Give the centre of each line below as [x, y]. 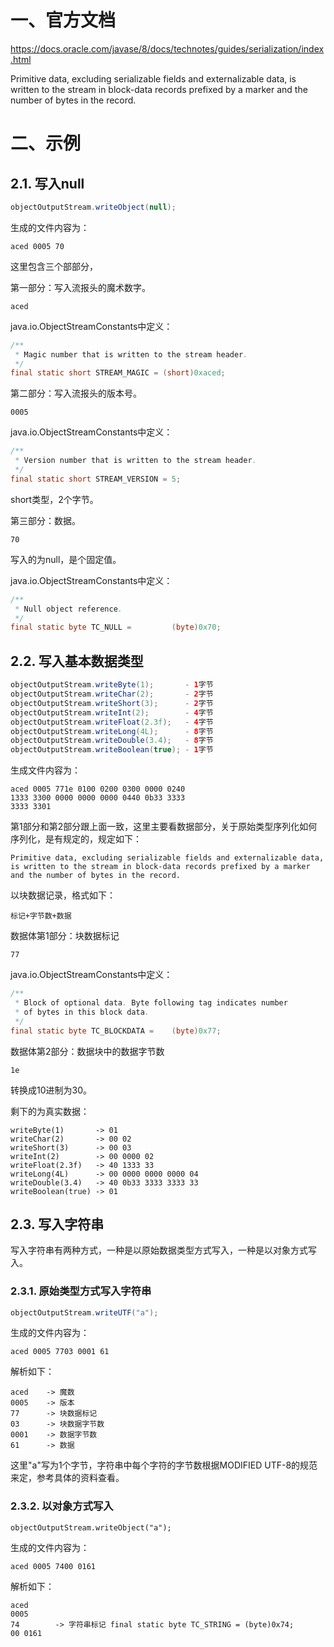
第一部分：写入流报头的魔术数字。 [80, 287]
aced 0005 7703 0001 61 [60, 1352]
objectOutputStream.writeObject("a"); [91, 1527]
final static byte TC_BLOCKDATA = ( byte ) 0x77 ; [116, 1031]
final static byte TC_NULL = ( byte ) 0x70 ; [116, 627]
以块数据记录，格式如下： [63, 895]
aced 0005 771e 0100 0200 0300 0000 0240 [98, 789]
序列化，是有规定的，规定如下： [76, 839]
